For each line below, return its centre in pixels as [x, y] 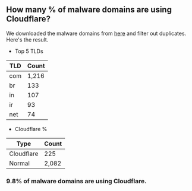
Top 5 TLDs [29, 51]
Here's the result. [27, 39]
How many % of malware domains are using [89, 10]
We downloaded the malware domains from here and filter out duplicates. [96, 33]
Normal [19, 163]
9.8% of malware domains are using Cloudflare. [76, 181]
